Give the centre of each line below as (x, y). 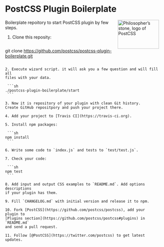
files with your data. (28, 77)
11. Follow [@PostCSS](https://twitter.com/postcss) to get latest (75, 235)
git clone (14, 51)
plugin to (15, 214)
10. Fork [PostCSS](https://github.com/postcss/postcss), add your (75, 210)
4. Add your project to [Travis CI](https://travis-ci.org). (69, 116)
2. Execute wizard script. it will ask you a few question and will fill (82, 69)
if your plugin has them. (31, 193)
